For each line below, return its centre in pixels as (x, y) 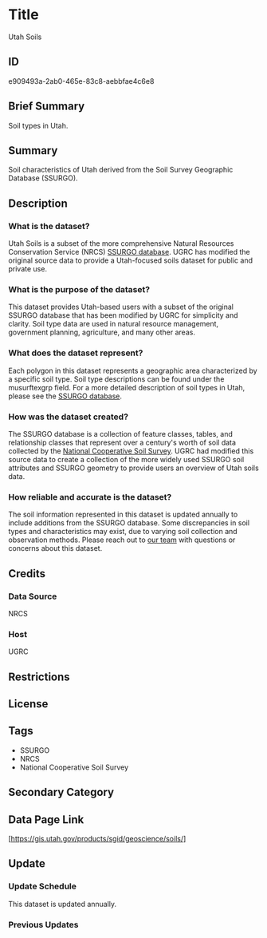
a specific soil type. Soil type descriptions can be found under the (116, 379)
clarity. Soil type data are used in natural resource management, (114, 324)
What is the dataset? (49, 226)
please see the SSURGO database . (65, 396)
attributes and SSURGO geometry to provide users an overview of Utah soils (133, 468)
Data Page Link (46, 819)
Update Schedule (43, 886)
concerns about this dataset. (55, 548)
